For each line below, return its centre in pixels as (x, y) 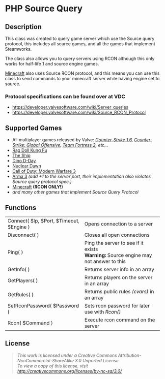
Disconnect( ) (23, 235)
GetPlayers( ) (23, 280)
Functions (21, 207)
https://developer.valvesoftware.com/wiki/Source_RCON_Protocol (79, 112)
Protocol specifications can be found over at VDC (65, 96)
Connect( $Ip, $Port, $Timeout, (43, 221)
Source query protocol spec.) (42, 182)
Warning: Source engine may (118, 255)
